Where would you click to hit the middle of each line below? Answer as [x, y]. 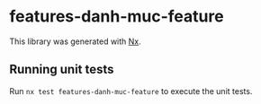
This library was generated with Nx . [75, 41]
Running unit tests [62, 69]
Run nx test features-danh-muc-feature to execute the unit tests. [131, 91]
